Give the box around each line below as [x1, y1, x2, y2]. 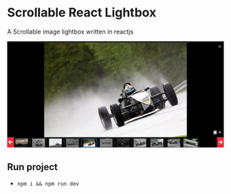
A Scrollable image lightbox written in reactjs [7, 27, 134, 36]
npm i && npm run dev [16, 180, 79, 188]
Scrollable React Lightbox [7, 5, 157, 21]
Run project [7, 161, 58, 173]
